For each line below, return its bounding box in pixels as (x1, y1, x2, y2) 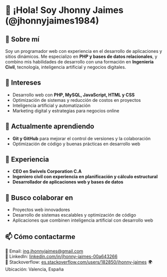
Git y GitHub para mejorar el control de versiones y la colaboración (12, 135, 151, 141)
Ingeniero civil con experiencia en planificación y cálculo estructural (12, 174, 158, 180)
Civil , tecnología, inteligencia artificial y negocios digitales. (5, 64, 126, 70)
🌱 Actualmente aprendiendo (5, 122, 94, 131)
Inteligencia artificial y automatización (12, 102, 91, 108)
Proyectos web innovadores (12, 207, 70, 213)
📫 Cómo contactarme (5, 232, 76, 241)
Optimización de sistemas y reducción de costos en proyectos (12, 97, 141, 103)
